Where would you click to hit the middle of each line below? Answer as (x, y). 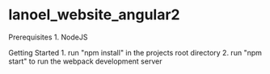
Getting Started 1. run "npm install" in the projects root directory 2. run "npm (135, 52)
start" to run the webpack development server (85, 61)
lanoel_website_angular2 (94, 15)
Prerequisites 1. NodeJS (48, 37)
